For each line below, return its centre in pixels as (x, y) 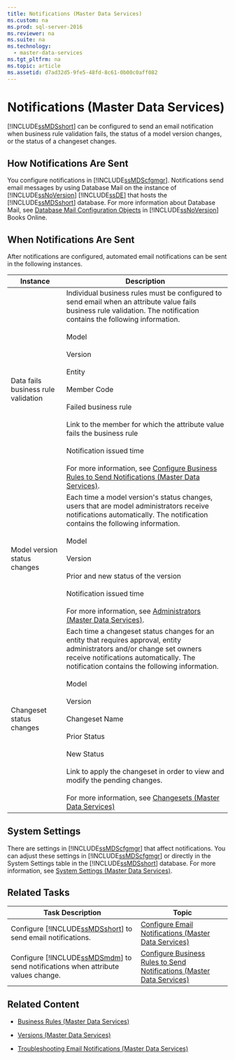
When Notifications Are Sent (71, 239)
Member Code (90, 390)
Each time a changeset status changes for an (140, 632)
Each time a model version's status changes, (140, 497)
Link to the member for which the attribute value (145, 425)
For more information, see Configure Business (142, 468)
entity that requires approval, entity (124, 640)
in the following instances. (45, 264)
